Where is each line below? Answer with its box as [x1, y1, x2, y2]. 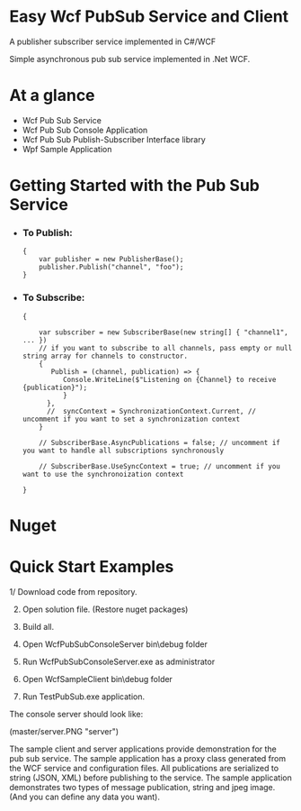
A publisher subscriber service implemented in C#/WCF [9, 36, 217, 47]
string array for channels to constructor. [22, 351, 189, 360]
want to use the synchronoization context [22, 469, 184, 478]
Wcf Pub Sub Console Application [22, 124, 148, 135]
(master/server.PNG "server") [9, 725, 120, 736]
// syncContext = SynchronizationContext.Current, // [46, 406, 257, 415]
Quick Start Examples [9, 557, 174, 578]
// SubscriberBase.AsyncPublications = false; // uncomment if [39, 438, 280, 447]
